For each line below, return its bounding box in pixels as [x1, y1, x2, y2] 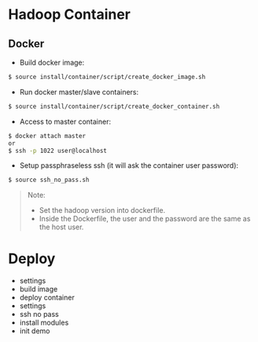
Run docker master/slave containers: [19, 87, 139, 96]
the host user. [39, 222, 84, 232]
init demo [19, 326, 50, 336]
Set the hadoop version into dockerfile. [39, 206, 166, 215]
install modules [19, 318, 69, 328]
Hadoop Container [8, 6, 131, 24]
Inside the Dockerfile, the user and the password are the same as [39, 214, 251, 224]
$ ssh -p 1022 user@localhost [8, 147, 108, 154]
